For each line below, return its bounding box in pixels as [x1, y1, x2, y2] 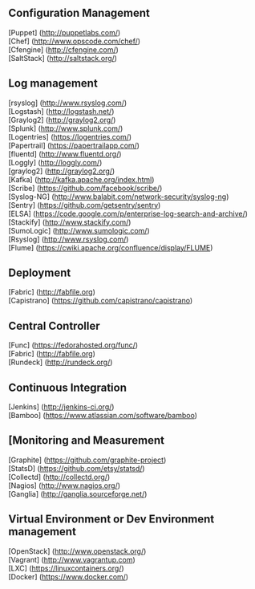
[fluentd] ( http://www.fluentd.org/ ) [8, 148, 122, 159]
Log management [8, 76, 98, 91]
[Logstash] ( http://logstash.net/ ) [8, 106, 115, 116]
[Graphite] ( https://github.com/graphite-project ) [8, 455, 167, 465]
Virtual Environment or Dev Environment [8, 513, 215, 526]
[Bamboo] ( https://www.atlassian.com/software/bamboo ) [8, 411, 198, 420]
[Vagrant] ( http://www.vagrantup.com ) [8, 554, 136, 564]
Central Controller [8, 319, 100, 332]
